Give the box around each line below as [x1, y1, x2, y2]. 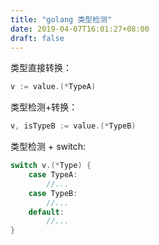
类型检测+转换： [10, 101, 78, 113]
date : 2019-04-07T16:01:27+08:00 [10, 24, 150, 34]
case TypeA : [28, 170, 78, 180]
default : [28, 207, 65, 217]
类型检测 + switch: [10, 141, 87, 153]
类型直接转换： [10, 62, 72, 74]
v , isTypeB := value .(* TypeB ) [10, 121, 137, 131]
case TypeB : [28, 188, 78, 198]
